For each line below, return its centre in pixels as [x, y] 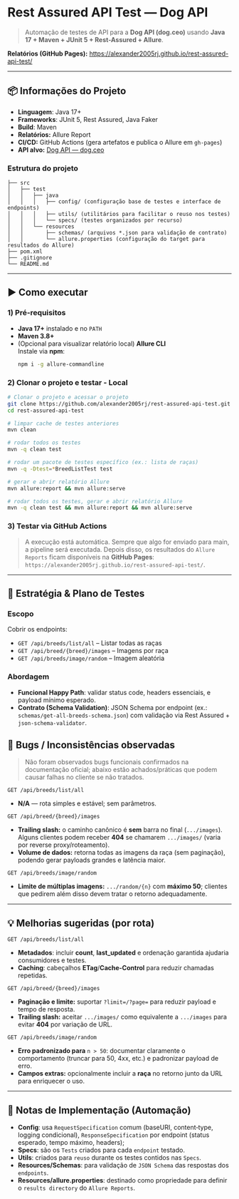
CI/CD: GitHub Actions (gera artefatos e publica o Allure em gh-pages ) [120, 142]
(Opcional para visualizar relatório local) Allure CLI [92, 344]
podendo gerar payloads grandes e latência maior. [91, 860]
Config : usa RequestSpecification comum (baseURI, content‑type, [115, 1127]
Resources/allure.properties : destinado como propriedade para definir [122, 1180]
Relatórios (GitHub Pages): [48, 53]
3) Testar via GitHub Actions [57, 526]
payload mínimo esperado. [57, 700]
